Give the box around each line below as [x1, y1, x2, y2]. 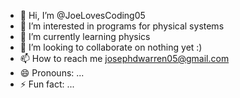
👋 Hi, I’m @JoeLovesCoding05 [19, 10, 146, 21]
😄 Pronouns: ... [19, 67, 85, 79]
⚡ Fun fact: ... [19, 78, 75, 90]
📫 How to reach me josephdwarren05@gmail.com [19, 53, 230, 64]
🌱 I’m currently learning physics [19, 31, 151, 42]
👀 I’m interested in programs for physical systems [19, 20, 225, 32]
